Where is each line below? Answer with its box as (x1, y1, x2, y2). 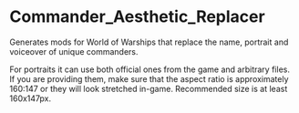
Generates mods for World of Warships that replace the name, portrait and (9, 36, 289, 47)
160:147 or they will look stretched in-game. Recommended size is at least (9, 83, 288, 94)
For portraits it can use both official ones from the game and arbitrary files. (9, 64, 290, 75)
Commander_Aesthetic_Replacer (9, 6, 266, 27)
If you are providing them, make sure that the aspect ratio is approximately (9, 73, 289, 84)
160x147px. (9, 93, 52, 104)
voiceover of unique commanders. (9, 46, 139, 56)
